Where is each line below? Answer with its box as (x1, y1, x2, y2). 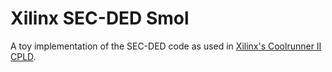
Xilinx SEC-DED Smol (10, 7, 190, 30)
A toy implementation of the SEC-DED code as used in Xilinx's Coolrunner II (10, 40, 322, 52)
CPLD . (10, 50, 37, 62)
